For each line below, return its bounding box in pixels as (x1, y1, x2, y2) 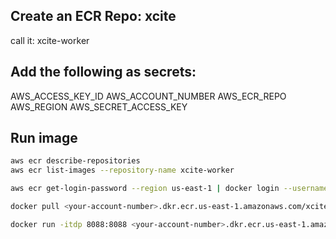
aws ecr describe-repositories (10, 156, 141, 166)
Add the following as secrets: (10, 64, 197, 81)
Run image (10, 130, 78, 147)
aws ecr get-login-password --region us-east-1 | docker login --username (10, 184, 329, 194)
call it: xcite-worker (10, 34, 90, 46)
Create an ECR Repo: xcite (10, 8, 177, 25)
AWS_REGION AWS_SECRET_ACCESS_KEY (10, 100, 188, 113)
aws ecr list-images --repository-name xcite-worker (10, 165, 235, 176)
